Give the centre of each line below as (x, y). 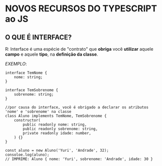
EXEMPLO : (16, 64)
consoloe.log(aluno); (27, 155)
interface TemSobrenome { (32, 90)
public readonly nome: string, (55, 125)
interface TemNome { (26, 73)
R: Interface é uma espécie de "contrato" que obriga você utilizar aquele (79, 49)
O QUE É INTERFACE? (39, 37)
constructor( (27, 120)
